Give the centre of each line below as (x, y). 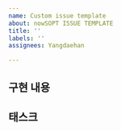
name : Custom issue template (57, 16)
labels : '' (27, 38)
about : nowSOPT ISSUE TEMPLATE (61, 23)
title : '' (25, 31)
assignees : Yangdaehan (46, 46)
